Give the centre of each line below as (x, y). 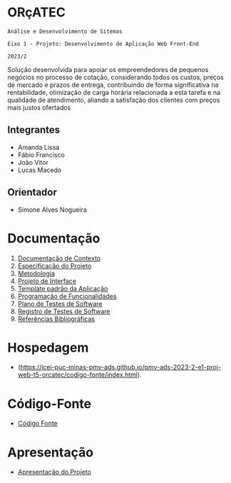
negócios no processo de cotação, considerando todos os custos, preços (116, 77)
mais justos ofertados (39, 107)
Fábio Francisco (41, 155)
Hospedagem (48, 347)
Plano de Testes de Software (60, 303)
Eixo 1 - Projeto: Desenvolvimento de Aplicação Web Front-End (103, 44)
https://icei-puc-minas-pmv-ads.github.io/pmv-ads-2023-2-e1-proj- (120, 367)
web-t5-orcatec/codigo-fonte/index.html (77, 375)
